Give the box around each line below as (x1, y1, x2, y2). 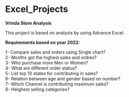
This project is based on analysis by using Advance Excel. (5, 29, 125, 35)
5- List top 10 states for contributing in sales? (5, 70, 98, 76)
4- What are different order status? (5, 65, 77, 71)
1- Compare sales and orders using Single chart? (5, 49, 106, 55)
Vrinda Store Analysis (5, 20, 51, 26)
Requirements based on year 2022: (5, 39, 80, 45)
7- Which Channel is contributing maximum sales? (5, 81, 109, 87)
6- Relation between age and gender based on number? (5, 75, 121, 81)
